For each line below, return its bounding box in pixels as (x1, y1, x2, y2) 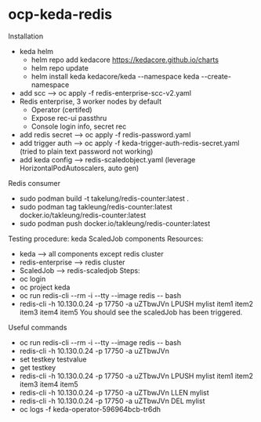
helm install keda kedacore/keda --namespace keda (31, 71, 200, 81)
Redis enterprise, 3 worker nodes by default (19, 96, 162, 106)
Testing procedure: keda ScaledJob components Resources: (8, 234, 204, 243)
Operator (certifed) (31, 104, 92, 115)
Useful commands (8, 322, 67, 332)
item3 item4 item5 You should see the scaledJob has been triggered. (19, 307, 243, 317)
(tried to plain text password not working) (19, 147, 154, 156)
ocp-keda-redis (8, 5, 113, 24)
